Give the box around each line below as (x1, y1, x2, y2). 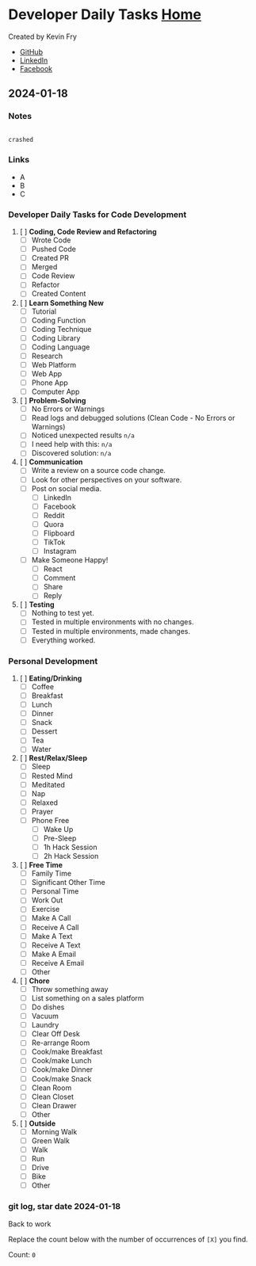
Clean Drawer (31, 1100, 77, 1110)
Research (31, 351, 63, 360)
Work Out (31, 895, 63, 905)
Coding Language (31, 342, 90, 352)
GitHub (19, 47, 44, 56)
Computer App (31, 387, 80, 397)
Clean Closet (31, 1092, 74, 1101)
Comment (43, 573, 76, 583)
